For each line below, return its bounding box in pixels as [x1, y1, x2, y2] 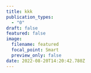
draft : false [6, 25, 38, 31]
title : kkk [6, 8, 33, 15]
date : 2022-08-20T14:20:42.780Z [6, 58, 85, 64]
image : [6, 36, 22, 42]
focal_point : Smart [11, 47, 59, 53]
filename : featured [11, 42, 59, 48]
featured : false [6, 31, 46, 36]
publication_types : [6, 14, 54, 20]
